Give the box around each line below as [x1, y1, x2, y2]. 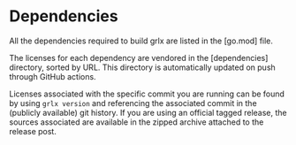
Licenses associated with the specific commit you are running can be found [9, 88, 285, 99]
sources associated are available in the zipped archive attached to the [9, 117, 264, 127]
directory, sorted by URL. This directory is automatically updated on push [9, 62, 276, 72]
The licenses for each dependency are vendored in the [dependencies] [9, 52, 269, 63]
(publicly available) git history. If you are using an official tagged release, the [9, 107, 287, 118]
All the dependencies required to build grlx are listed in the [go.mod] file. [9, 35, 274, 46]
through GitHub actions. [9, 71, 96, 81]
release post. [9, 126, 57, 136]
